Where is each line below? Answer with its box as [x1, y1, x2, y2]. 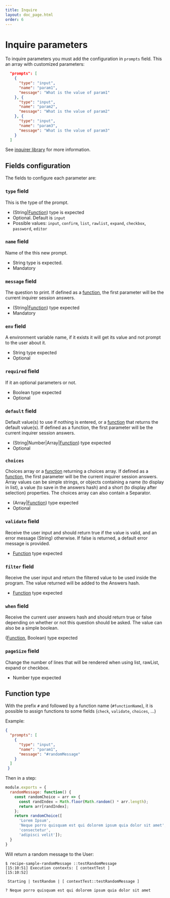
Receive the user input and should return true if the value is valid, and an [5, 529, 157, 535]
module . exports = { [5, 785, 47, 790]
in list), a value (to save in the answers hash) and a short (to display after [5, 484, 157, 491]
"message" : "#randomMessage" [18, 752, 81, 757]
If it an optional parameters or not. [5, 379, 77, 386]
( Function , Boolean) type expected [5, 635, 78, 641]
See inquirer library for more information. [5, 146, 91, 153]
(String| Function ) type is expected [12, 209, 85, 215]
